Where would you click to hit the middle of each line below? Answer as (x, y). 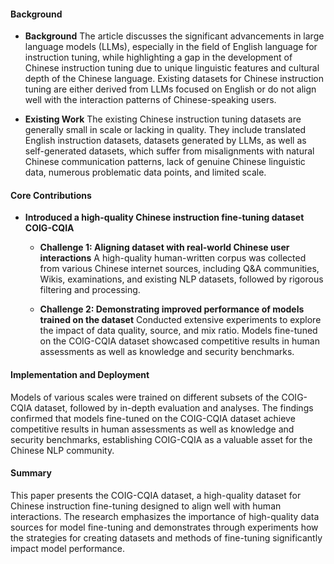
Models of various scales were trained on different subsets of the (145, 397)
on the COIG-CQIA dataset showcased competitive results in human (179, 341)
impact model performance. (67, 548)
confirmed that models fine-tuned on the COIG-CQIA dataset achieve (153, 418)
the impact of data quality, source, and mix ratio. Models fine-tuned (178, 331)
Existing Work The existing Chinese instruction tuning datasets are (163, 119)
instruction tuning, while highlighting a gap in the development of (158, 57)
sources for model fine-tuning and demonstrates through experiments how (164, 527)
